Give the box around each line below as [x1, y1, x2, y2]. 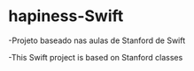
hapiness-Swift [8, 6, 124, 26]
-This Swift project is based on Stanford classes [8, 52, 183, 62]
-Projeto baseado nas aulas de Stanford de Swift [8, 35, 186, 46]
